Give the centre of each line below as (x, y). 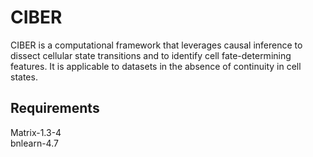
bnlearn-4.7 (34, 143)
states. (24, 77)
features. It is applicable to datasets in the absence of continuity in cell (156, 66)
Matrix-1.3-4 (36, 132)
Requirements (55, 108)
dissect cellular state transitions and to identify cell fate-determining (151, 55)
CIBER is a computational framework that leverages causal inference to (156, 45)
